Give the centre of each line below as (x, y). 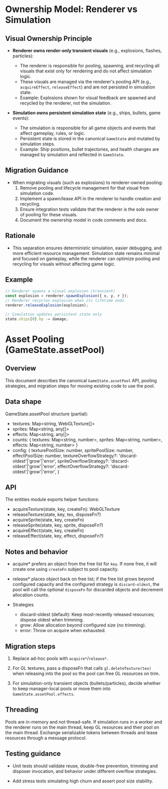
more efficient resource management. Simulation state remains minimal (86, 253)
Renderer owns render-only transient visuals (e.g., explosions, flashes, (87, 51)
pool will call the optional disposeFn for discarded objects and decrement (88, 590)
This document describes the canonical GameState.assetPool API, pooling (81, 380)
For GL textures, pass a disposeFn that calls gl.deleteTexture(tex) (82, 668)
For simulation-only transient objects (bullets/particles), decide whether (87, 683)
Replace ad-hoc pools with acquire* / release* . (60, 658)
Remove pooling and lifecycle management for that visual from (85, 188)
